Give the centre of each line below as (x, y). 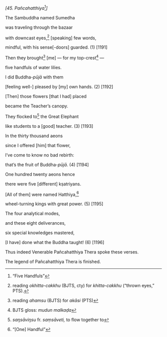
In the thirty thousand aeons (34, 136)
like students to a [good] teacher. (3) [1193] (49, 126)
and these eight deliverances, (36, 223)
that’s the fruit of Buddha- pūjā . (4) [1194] (47, 165)
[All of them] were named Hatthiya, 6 (42, 194)
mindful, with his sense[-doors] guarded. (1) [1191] (56, 47)
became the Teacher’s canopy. (37, 106)
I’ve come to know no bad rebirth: (40, 155)
